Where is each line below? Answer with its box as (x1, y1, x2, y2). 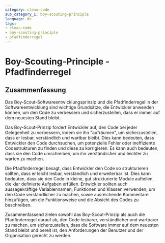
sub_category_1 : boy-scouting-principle (5, 12, 89, 17)
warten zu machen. (5, 156, 44, 162)
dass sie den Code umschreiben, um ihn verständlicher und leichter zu (5, 150, 148, 156)
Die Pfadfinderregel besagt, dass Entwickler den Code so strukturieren (5, 165, 148, 171)
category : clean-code (5, 7, 50, 12)
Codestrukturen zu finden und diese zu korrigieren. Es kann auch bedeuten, (5, 145, 159, 151)
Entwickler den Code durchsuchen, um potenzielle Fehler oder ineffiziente (5, 140, 156, 146)
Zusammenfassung (5, 86, 66, 94)
